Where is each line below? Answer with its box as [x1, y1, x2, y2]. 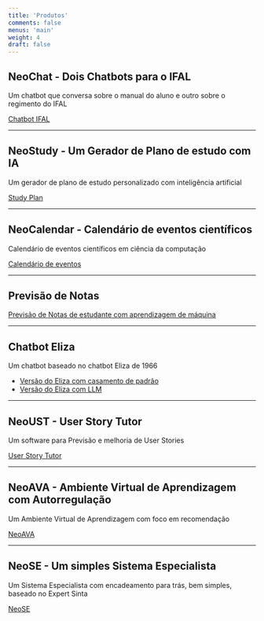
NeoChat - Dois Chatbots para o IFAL [8, 70, 191, 83]
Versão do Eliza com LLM [19, 384, 102, 394]
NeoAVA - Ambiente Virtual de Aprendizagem [8, 481, 236, 494]
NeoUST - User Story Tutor [8, 414, 143, 428]
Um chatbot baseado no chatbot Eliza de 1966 [8, 361, 158, 370]
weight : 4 [8, 33, 41, 42]
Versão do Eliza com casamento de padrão [19, 377, 159, 386]
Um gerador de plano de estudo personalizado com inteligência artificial [8, 178, 242, 187]
